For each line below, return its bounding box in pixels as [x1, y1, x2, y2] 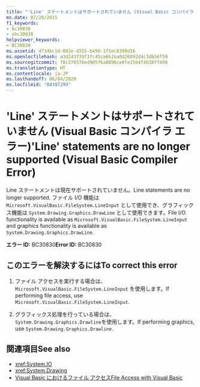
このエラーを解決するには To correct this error [6, 260, 178, 271]
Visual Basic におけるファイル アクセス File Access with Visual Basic [14, 374, 183, 381]
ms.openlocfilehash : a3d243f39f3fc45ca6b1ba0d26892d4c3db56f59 [6, 54, 168, 60]
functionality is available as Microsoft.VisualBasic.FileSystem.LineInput [6, 215, 188, 223]
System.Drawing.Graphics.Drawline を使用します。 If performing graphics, [14, 318, 195, 326]
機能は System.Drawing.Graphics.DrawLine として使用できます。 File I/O [11, 209, 186, 216]
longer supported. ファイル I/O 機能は [6, 193, 100, 201]
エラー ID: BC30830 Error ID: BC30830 [6, 241, 102, 248]
